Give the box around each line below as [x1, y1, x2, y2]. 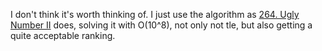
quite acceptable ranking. [10, 30, 116, 41]
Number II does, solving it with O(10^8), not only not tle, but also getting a [10, 19, 313, 31]
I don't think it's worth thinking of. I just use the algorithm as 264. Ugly [10, 9, 300, 20]
